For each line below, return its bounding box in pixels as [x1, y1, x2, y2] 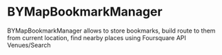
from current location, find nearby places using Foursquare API [7, 33, 186, 41]
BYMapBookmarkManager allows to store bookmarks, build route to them [7, 26, 216, 35]
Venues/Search [7, 41, 51, 49]
